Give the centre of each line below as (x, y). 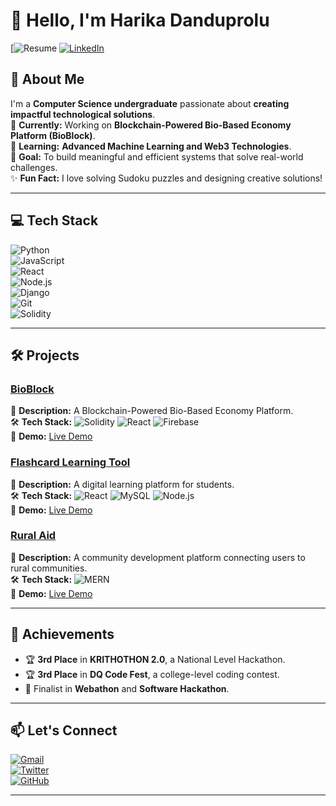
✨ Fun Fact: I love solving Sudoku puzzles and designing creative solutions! (166, 178)
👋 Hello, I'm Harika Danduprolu (140, 20)
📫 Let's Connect (64, 730)
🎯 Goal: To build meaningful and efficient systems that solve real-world (157, 156)
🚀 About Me (47, 79)
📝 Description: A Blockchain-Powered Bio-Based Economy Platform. (152, 411)
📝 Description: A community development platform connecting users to (158, 557)
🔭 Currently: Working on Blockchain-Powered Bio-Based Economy (151, 125)
